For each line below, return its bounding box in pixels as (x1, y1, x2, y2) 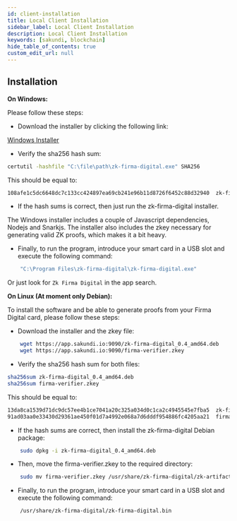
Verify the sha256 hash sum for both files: (17, 360, 140, 369)
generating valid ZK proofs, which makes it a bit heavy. (7, 231, 167, 239)
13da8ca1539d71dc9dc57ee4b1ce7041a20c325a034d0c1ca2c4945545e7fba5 (7, 407, 210, 414)
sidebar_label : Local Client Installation (7, 23, 134, 30)
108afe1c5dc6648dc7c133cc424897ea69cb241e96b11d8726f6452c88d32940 (7, 189, 210, 196)
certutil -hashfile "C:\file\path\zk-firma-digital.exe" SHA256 (7, 163, 200, 170)
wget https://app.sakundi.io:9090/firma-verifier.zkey (20, 347, 185, 354)
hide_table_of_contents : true (7, 43, 97, 50)
